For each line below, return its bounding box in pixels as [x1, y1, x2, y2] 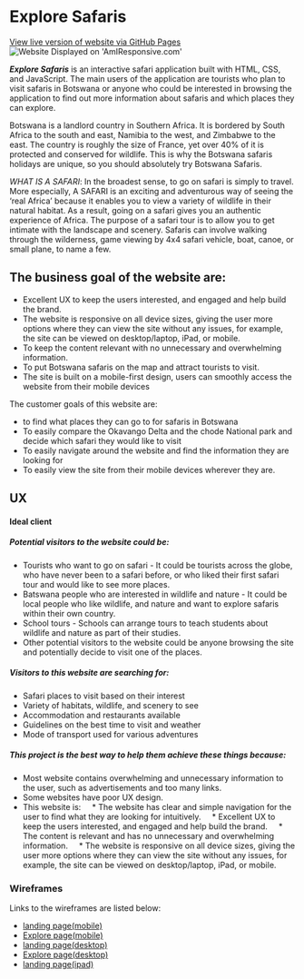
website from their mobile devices [22, 381, 150, 391]
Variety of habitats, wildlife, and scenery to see [22, 699, 200, 710]
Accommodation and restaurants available [22, 709, 181, 720]
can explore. [9, 102, 56, 113]
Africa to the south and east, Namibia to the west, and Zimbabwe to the [9, 129, 276, 140]
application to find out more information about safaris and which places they [9, 93, 295, 104]
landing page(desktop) [22, 939, 108, 950]
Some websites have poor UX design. [22, 792, 163, 803]
